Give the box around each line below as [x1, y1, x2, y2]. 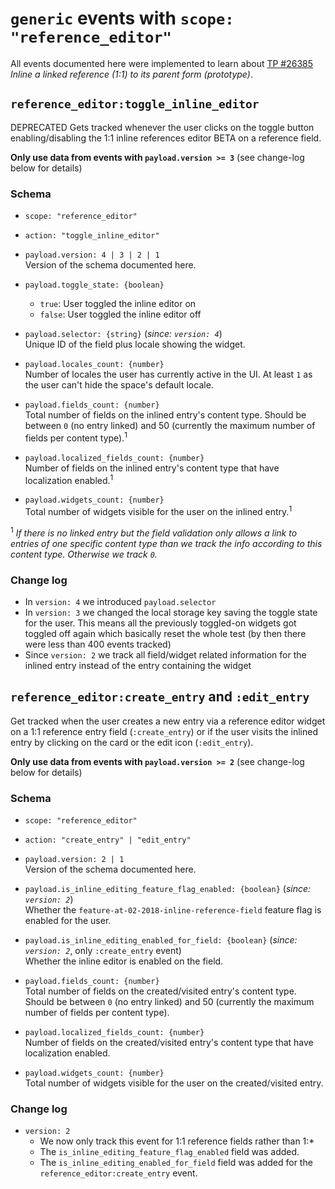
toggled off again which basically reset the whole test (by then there [24, 627, 307, 639]
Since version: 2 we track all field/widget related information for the [24, 648, 307, 661]
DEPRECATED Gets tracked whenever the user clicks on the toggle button [10, 121, 315, 133]
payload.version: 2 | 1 [24, 855, 125, 865]
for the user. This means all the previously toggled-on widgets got [24, 617, 297, 629]
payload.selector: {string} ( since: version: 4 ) [24, 328, 223, 340]
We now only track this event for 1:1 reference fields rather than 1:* [39, 1135, 315, 1147]
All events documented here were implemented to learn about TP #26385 [10, 57, 314, 69]
